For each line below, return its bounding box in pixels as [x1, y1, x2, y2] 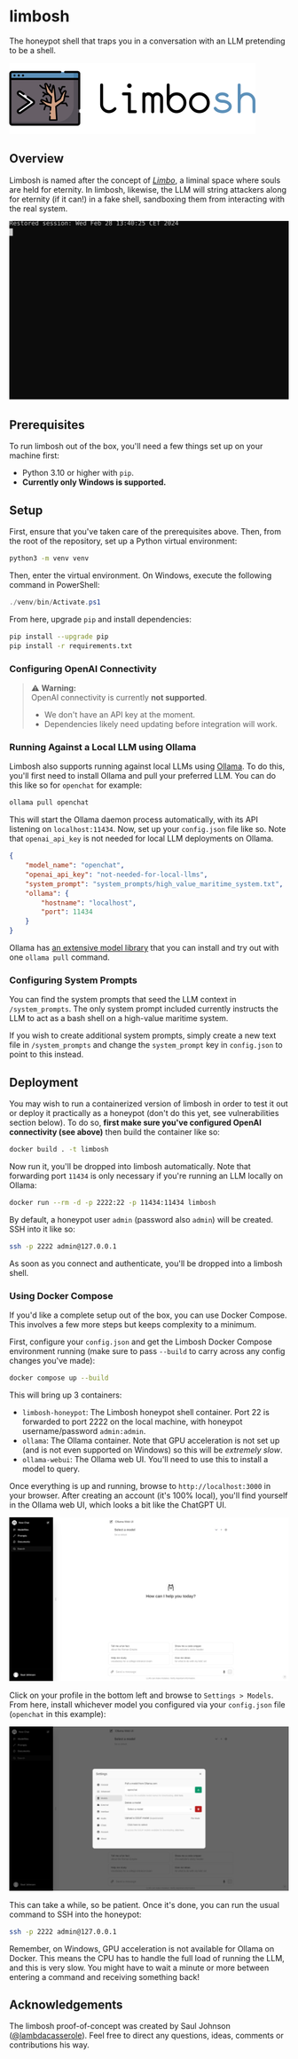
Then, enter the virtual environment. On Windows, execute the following [9, 570, 272, 581]
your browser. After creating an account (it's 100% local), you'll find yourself [9, 1490, 288, 1501]
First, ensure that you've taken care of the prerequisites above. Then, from [9, 527, 282, 537]
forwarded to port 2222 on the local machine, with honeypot [21, 1416, 243, 1427]
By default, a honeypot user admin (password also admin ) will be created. [9, 1214, 273, 1224]
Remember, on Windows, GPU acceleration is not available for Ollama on [9, 1943, 275, 1954]
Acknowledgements [9, 1997, 123, 2012]
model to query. [21, 1463, 81, 1474]
